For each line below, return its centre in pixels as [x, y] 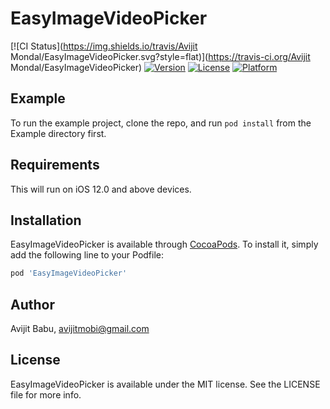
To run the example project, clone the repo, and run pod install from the [161, 123]
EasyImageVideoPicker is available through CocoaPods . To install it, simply [164, 244]
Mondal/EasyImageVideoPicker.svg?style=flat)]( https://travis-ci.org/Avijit [160, 56]
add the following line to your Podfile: [87, 255]
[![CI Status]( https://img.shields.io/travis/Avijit [104, 46]
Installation [46, 220]
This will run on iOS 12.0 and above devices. [101, 189]
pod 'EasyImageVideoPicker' [69, 273]
